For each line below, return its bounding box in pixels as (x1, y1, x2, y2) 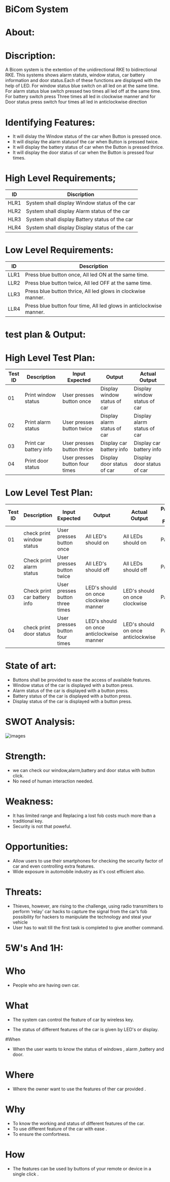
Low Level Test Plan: (5, 487, 93, 499)
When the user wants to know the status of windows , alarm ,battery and (12, 1046, 164, 1052)
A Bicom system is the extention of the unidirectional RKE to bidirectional (5, 67, 157, 73)
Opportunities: (5, 841, 68, 852)
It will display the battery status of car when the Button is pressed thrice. (12, 144, 164, 150)
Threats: (5, 886, 42, 898)
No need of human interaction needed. (12, 778, 94, 784)
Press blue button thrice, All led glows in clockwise (25, 288, 146, 295)
